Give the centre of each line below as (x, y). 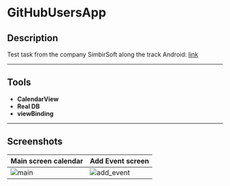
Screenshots (35, 142)
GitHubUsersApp (57, 13)
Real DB (28, 106)
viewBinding (35, 113)
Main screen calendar (47, 161)
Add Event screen (119, 161)
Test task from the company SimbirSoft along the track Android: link (103, 54)
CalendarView (38, 99)
